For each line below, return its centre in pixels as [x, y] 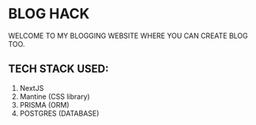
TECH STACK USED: [58, 69]
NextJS [32, 88]
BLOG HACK [49, 14]
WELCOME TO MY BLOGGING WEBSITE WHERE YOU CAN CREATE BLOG [128, 36]
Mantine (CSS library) [55, 97]
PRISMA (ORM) [44, 104]
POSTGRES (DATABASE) [59, 113]
